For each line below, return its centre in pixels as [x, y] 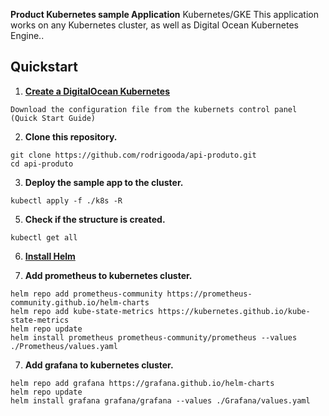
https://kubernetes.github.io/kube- [234, 311]
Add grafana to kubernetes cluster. [99, 365]
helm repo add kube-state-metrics [82, 311]
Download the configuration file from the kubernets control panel [154, 109]
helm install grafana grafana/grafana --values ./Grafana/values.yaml [160, 400]
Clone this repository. [71, 136]
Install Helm [50, 256]
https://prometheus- [209, 294]
